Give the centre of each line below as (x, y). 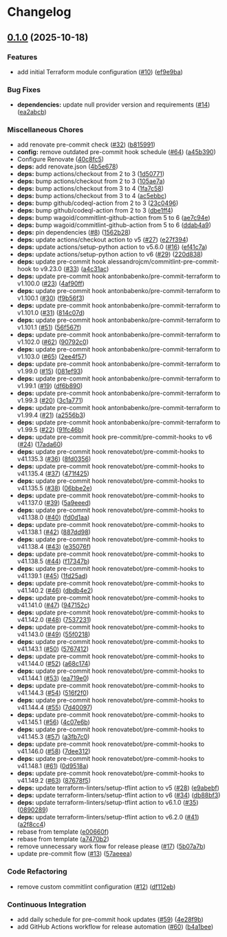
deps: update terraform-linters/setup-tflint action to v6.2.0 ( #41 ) (108, 817)
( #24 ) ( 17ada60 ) (40, 444)
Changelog (39, 12)
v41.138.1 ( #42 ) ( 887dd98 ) (54, 532)
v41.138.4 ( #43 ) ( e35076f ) (54, 547)
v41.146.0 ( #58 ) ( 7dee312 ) (54, 751)
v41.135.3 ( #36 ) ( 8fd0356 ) (54, 459)
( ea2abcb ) (32, 112)
